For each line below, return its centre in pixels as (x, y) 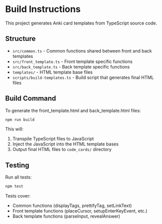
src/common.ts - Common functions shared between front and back (82, 50)
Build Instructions (43, 9)
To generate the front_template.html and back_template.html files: (73, 110)
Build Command (31, 98)
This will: (14, 129)
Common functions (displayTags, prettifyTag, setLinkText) (72, 205)
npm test (14, 186)
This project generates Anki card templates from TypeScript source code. (81, 23)
